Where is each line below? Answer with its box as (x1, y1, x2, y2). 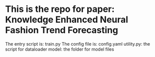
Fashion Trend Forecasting (5, 25, 119, 36)
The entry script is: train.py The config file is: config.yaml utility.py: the (5, 41, 151, 47)
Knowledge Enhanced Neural (5, 14, 129, 25)
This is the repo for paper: (5, 3, 115, 15)
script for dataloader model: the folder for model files (5, 46, 115, 52)
